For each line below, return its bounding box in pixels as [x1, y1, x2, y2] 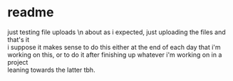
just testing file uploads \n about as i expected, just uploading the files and [7, 28, 226, 36]
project [7, 58, 29, 66]
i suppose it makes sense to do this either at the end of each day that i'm [7, 43, 221, 51]
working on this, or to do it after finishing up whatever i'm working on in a [7, 50, 222, 59]
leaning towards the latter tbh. [7, 65, 95, 74]
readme [7, 4, 54, 21]
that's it [7, 35, 30, 43]
